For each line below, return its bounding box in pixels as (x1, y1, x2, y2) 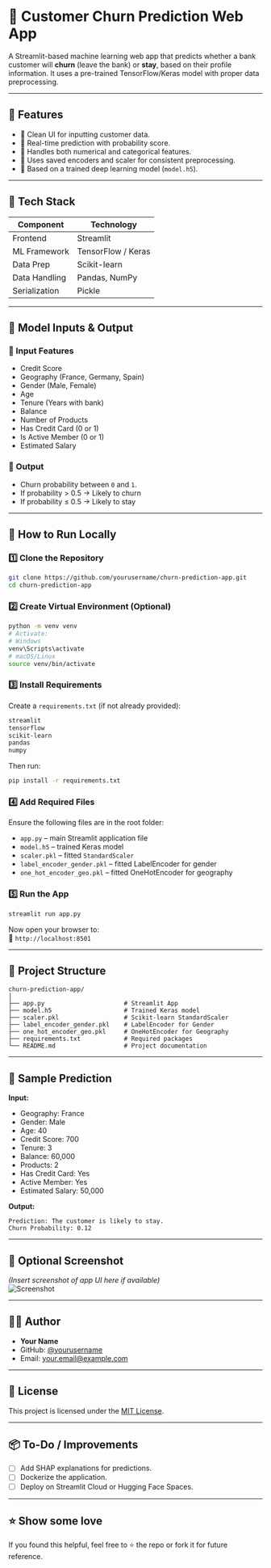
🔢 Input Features (8, 345, 74, 356)
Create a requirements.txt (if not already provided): (8, 701, 181, 710)
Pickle (77, 285, 101, 296)
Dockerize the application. (19, 1473, 107, 1482)
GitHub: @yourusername (19, 1345, 103, 1355)
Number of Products (19, 415, 89, 425)
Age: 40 (19, 1126, 48, 1136)
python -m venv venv (8, 622, 78, 630)
